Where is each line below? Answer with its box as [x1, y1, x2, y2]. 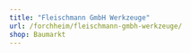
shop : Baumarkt [9, 30, 66, 39]
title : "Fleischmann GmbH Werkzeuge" [9, 13, 151, 22]
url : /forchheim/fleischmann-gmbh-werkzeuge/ [9, 22, 182, 31]
